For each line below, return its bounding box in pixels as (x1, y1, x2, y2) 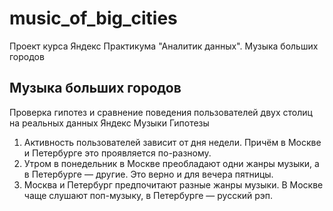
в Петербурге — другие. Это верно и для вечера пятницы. (23, 168, 274, 180)
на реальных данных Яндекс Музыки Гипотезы (9, 117, 210, 129)
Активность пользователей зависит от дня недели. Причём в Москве (23, 136, 322, 148)
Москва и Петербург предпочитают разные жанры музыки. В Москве (23, 178, 324, 191)
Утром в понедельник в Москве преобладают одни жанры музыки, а (23, 157, 320, 169)
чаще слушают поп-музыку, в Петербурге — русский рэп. (23, 189, 274, 201)
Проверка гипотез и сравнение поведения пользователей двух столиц (9, 106, 313, 118)
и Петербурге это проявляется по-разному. (23, 147, 212, 159)
